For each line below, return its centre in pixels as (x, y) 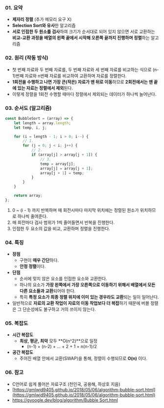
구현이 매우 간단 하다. (39, 260)
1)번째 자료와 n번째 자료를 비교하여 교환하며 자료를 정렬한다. (69, 76)
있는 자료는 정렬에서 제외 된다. (45, 88)
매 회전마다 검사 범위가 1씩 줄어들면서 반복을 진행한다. (63, 222)
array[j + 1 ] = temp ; (62, 173)
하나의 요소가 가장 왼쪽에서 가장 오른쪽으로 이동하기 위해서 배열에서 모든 (87, 285)
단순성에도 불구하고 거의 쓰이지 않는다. (59, 309)
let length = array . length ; (42, 123)
